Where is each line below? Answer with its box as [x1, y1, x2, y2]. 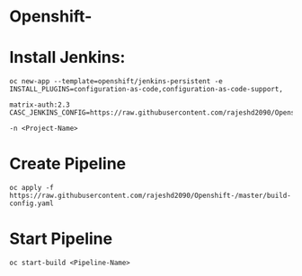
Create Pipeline [9, 154, 127, 174]
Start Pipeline [9, 229, 113, 249]
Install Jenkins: [9, 47, 126, 68]
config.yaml [9, 199, 54, 208]
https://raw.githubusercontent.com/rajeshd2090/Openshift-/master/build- [9, 191, 292, 201]
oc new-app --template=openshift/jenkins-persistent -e [9, 77, 223, 86]
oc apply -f [9, 184, 54, 193]
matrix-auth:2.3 [9, 100, 70, 109]
